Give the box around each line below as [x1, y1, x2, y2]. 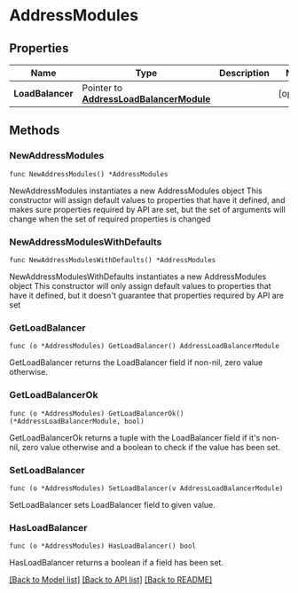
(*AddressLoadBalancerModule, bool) [9, 417, 145, 425]
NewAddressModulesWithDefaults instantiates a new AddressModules [9, 271, 267, 282]
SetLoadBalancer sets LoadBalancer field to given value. [9, 499, 216, 510]
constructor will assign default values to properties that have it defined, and [9, 194, 286, 205]
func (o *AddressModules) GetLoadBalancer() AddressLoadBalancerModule [9, 342, 279, 351]
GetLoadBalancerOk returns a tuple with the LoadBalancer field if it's [9, 432, 261, 443]
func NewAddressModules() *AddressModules [9, 169, 169, 178]
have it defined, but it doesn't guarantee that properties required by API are [9, 290, 284, 300]
